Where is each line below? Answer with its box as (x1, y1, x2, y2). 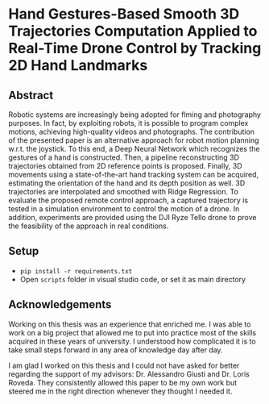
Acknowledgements (8, 298, 112, 311)
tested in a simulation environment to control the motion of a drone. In (8, 204, 240, 214)
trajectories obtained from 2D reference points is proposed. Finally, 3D (8, 161, 243, 170)
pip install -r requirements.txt (19, 267, 133, 275)
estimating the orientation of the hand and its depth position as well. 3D (8, 178, 246, 188)
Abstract (8, 88, 54, 102)
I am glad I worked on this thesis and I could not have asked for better (8, 360, 240, 370)
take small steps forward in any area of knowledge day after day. (8, 344, 223, 355)
